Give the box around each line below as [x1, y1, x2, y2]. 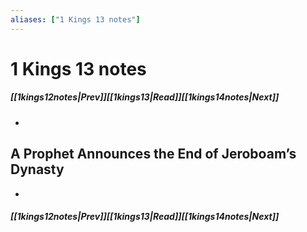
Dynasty [10, 161, 65, 178]
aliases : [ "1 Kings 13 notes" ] [10, 14, 141, 25]
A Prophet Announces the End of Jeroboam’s [10, 146, 297, 163]
